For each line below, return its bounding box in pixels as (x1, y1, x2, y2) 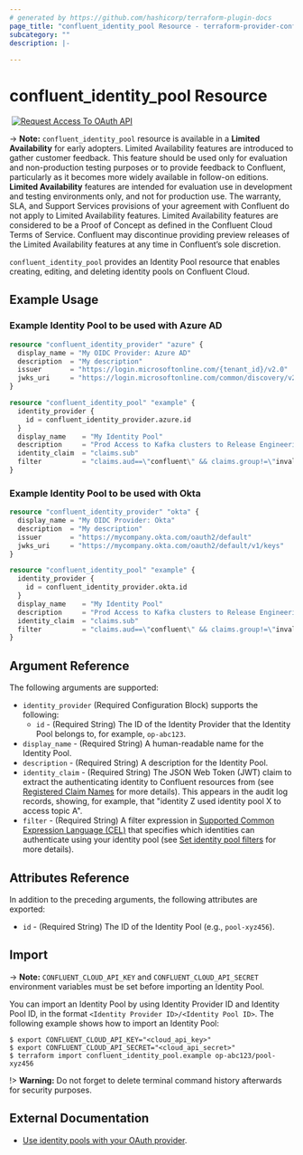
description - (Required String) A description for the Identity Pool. (22, 757, 269, 769)
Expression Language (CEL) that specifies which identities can (22, 825, 255, 836)
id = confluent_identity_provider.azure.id (25, 415, 192, 424)
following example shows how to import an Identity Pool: (9, 1018, 219, 1028)
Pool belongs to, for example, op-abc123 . (35, 729, 187, 740)
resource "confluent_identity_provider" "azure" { (9, 340, 204, 349)
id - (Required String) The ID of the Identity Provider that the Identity (35, 719, 291, 730)
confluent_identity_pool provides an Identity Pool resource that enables (9, 257, 280, 268)
